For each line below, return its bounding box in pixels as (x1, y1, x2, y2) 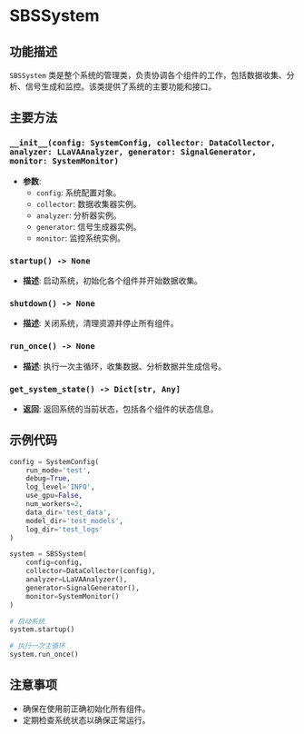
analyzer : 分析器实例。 (35, 210, 122, 221)
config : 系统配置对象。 (35, 187, 122, 198)
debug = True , (25, 474, 71, 483)
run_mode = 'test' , (25, 465, 92, 475)
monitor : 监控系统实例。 (35, 233, 125, 243)
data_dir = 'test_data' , (25, 508, 112, 517)
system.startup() (9, 625, 75, 634)
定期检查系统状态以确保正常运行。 (22, 714, 151, 725)
